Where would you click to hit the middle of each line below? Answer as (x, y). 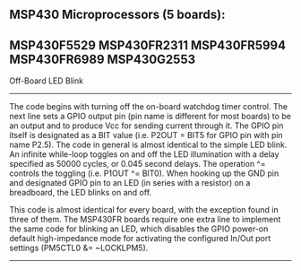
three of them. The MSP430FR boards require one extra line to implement (145, 220)
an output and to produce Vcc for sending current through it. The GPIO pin (146, 126)
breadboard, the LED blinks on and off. (81, 193)
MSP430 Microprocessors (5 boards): (117, 15)
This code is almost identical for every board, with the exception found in (144, 210)
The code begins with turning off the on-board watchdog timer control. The (149, 107)
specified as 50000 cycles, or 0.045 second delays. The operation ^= (138, 164)
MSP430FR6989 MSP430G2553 (103, 59)
